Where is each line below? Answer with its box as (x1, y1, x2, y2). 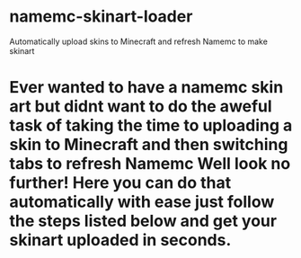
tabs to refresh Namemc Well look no (9, 154, 291, 174)
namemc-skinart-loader (9, 6, 193, 27)
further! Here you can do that (9, 173, 232, 193)
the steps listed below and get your (9, 211, 277, 231)
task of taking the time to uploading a (9, 115, 293, 136)
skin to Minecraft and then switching (9, 135, 288, 155)
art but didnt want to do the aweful (9, 96, 272, 117)
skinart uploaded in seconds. (9, 230, 232, 251)
